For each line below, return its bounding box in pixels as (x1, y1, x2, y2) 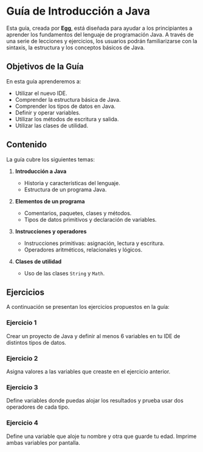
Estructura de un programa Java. (24, 186, 107, 193)
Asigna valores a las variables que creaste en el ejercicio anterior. (6, 367, 171, 375)
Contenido (6, 139, 47, 150)
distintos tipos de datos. (6, 339, 67, 346)
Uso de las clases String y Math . (24, 269, 105, 277)
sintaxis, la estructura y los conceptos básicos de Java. (6, 44, 145, 51)
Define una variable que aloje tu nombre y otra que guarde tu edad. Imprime (6, 433, 197, 440)
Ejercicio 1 (6, 319, 37, 327)
